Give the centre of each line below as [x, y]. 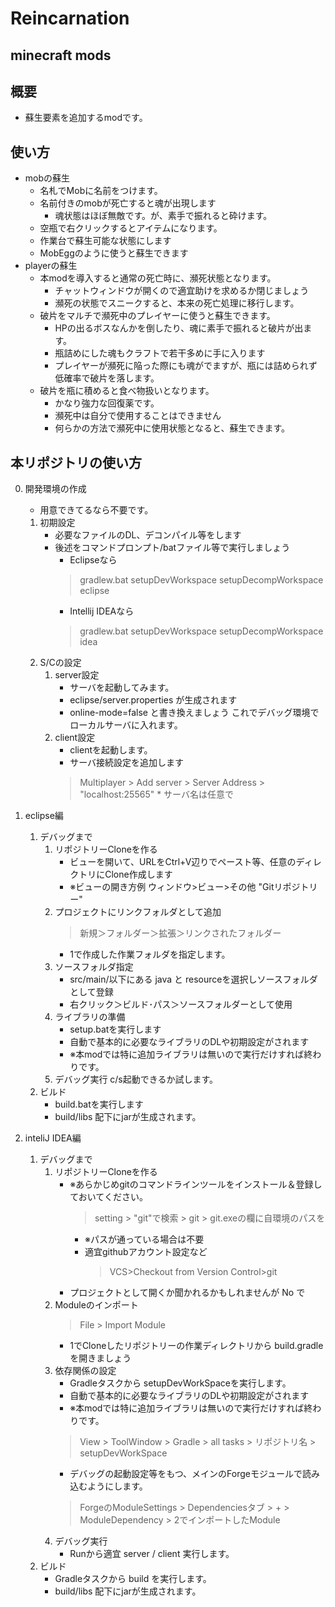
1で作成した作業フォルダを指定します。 [150, 954]
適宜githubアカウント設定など [146, 1252]
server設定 [77, 675]
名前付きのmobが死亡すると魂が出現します [128, 203]
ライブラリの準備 [90, 1017]
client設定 [75, 738]
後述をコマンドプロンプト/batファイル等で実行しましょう [172, 548]
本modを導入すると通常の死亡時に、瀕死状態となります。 [158, 278]
